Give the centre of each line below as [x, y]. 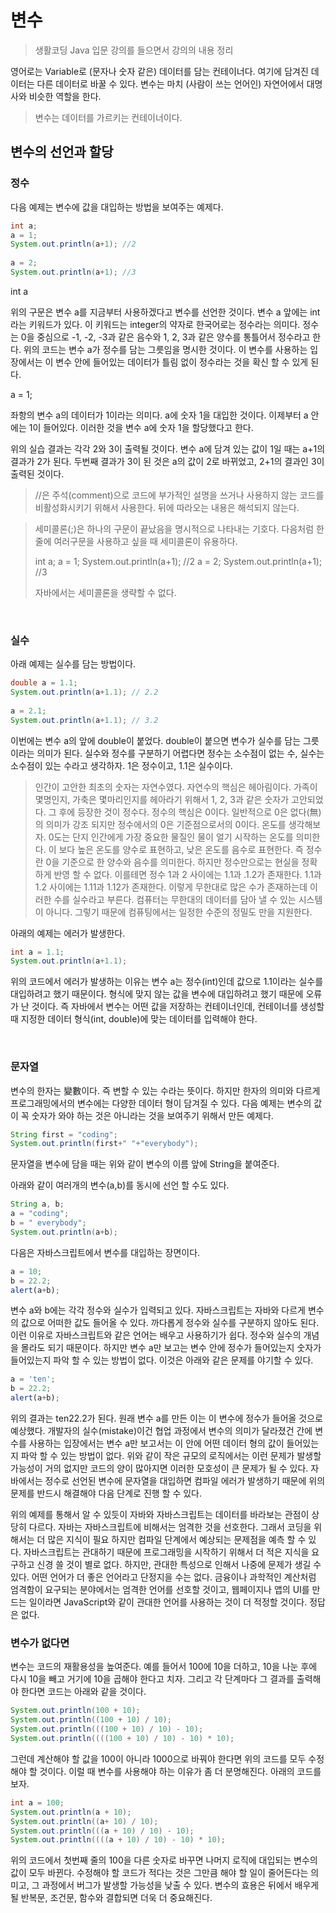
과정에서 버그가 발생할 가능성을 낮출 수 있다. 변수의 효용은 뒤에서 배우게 [180, 1885]
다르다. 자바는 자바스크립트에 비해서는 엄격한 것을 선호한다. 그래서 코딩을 [170, 1527]
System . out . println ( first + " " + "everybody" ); [104, 1144]
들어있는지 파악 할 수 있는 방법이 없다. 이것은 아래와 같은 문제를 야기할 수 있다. [162, 1360]
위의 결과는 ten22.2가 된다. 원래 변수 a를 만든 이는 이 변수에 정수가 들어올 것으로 [167, 1418]
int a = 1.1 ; [37, 952]
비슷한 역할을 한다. [65, 96]
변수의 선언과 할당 [62, 152]
